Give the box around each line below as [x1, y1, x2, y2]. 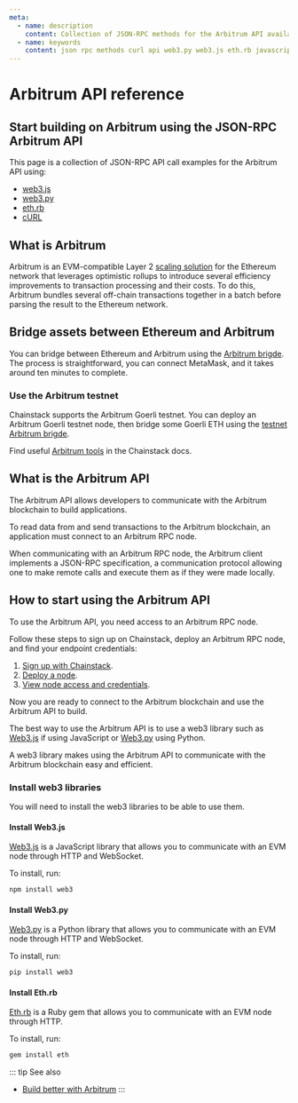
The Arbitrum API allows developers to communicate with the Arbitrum [9, 495, 268, 505]
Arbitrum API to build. [9, 705, 88, 716]
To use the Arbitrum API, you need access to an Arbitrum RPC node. [9, 616, 259, 627]
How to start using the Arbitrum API [9, 592, 211, 608]
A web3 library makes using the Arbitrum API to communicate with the [9, 750, 266, 760]
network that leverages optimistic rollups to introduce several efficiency [9, 270, 271, 281]
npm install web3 [9, 885, 74, 894]
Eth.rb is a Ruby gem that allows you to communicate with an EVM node [9, 1007, 272, 1018]
